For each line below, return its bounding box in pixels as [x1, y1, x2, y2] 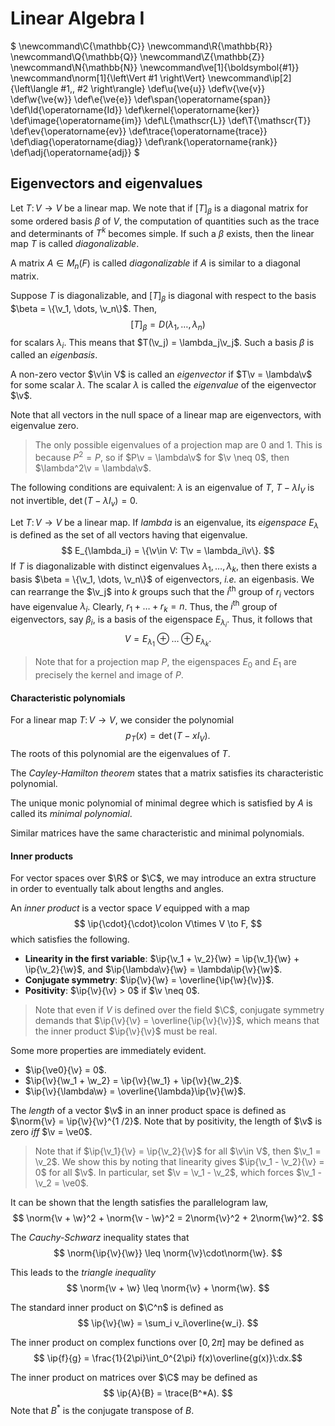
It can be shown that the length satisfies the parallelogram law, [10, 1197, 268, 1209]
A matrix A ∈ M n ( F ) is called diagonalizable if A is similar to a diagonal [10, 257, 302, 271]
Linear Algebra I [10, 7, 145, 30]
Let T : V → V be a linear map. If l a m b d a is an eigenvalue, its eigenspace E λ [10, 516, 320, 531]
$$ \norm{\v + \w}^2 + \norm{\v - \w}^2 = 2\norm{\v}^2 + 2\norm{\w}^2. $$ [12, 1212, 324, 1224]
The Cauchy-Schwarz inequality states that [10, 1232, 190, 1244]
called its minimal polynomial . [10, 808, 133, 820]
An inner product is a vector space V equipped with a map [10, 902, 250, 914]
